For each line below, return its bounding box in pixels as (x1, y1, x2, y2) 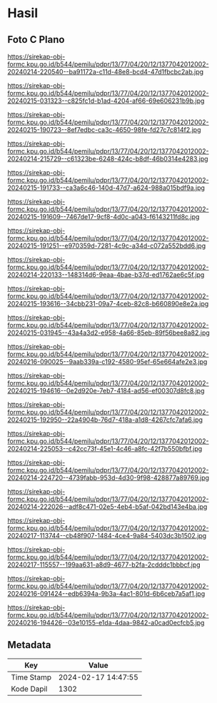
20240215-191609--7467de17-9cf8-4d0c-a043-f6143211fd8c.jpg (7, 213, 200, 221)
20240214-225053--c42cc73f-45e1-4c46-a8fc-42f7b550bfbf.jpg (7, 445, 203, 452)
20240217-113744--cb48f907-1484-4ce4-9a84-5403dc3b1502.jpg (7, 532, 207, 540)
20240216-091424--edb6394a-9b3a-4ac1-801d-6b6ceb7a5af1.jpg (7, 590, 206, 597)
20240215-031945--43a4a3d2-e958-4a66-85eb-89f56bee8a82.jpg (7, 328, 211, 337)
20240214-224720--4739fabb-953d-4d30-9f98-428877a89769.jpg (7, 473, 209, 482)
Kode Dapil (11, 684, 48, 694)
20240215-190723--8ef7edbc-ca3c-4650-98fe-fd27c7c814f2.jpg (7, 126, 201, 133)
